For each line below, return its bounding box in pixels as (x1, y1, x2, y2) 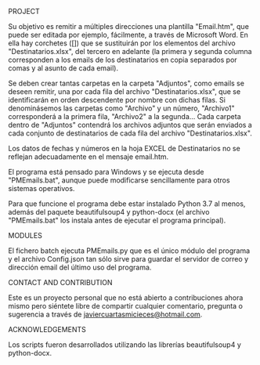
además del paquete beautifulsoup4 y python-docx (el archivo (8, 208, 210, 216)
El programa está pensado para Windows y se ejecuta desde (8, 168, 204, 176)
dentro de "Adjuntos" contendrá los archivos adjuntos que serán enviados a (8, 121, 252, 129)
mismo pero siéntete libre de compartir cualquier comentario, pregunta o (8, 302, 243, 310)
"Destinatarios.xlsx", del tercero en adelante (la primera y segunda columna (8, 47, 252, 56)
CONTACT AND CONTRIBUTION (8, 278, 113, 287)
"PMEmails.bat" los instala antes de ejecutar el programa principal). (8, 215, 226, 225)
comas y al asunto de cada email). (8, 63, 119, 73)
